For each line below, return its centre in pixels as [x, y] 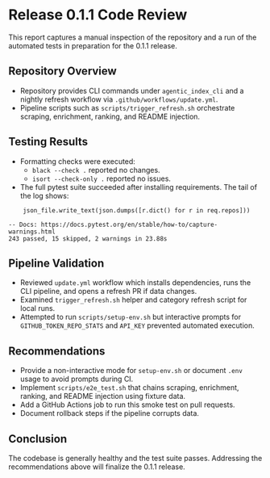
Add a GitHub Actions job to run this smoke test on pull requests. [127, 405]
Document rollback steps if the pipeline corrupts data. [110, 413]
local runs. [37, 308]
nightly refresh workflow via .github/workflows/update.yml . [119, 99]
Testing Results [48, 142]
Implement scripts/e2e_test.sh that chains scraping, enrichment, [129, 388]
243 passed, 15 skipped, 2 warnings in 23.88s [88, 239]
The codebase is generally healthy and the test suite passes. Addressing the [135, 458]
